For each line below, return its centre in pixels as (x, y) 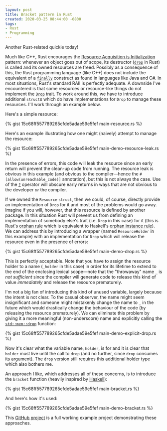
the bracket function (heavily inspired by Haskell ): (56, 379)
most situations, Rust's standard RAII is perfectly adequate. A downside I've (83, 83)
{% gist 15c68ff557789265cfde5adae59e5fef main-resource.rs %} (74, 124)
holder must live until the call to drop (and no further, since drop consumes (82, 354)
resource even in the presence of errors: (47, 242)
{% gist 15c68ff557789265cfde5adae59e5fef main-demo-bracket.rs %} (79, 408)
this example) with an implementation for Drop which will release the (75, 236)
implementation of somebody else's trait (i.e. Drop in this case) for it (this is (82, 220)
